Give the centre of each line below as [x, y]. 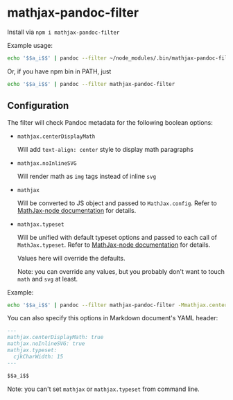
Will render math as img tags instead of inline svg [87, 176]
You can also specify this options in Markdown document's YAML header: [113, 318]
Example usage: [30, 45]
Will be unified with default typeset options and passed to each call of [117, 237]
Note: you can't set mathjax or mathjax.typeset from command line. [103, 389]
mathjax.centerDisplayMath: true [55, 338]
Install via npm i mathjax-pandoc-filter [63, 32]
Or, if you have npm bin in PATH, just [59, 71]
